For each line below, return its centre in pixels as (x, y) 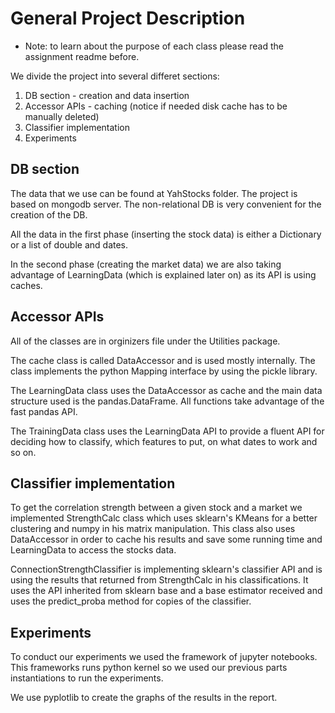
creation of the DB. (49, 214)
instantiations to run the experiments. (87, 678)
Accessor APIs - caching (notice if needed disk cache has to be (156, 106)
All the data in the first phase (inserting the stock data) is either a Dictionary (166, 234)
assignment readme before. (82, 56)
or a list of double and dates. (69, 244)
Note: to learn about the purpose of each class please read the (154, 46)
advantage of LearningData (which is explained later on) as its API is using (163, 274)
